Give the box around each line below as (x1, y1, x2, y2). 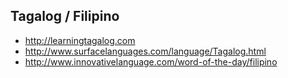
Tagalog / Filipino (10, 8, 120, 25)
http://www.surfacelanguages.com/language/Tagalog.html (24, 45, 267, 57)
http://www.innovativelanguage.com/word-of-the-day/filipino (24, 55, 278, 68)
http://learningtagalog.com (24, 34, 136, 46)
